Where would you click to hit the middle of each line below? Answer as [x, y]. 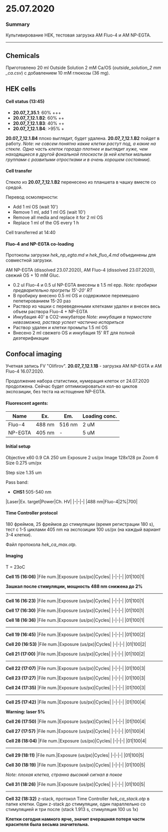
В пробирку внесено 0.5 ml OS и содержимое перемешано [76, 296]
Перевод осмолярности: [32, 197]
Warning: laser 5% [25, 711]
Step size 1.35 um [24, 472]
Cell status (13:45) [25, 102]
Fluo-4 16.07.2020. [25, 371]
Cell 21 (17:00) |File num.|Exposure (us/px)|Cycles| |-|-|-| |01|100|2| [75, 654]
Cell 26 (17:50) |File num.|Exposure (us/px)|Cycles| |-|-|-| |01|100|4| [76, 721]
